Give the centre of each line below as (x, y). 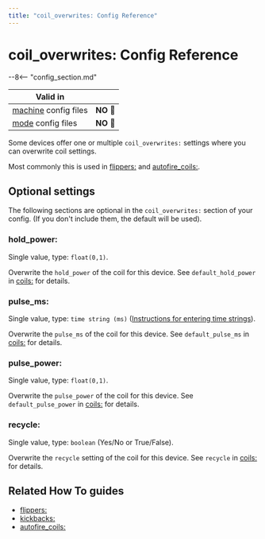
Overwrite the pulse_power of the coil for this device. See (101, 396)
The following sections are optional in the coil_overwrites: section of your (131, 211)
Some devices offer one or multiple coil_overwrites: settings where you (127, 142)
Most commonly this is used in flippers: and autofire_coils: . (104, 166)
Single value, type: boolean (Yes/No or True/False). (91, 442)
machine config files (50, 110)
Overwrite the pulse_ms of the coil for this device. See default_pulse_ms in (129, 334)
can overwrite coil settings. (52, 151)
